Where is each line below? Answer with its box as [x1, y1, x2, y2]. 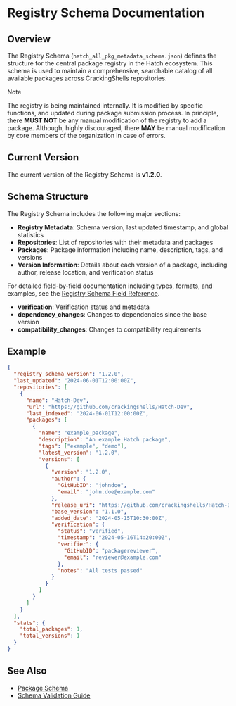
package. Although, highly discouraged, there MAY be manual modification [7, 124, 225, 132]
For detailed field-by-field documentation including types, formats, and [7, 282, 213, 290]
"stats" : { [13, 619, 46, 626]
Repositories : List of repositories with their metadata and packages [17, 238, 214, 246]
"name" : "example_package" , [38, 429, 121, 437]
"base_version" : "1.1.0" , [51, 508, 128, 515]
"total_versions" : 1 [20, 632, 80, 640]
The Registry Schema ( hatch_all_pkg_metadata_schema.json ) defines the [7, 51, 217, 60]
